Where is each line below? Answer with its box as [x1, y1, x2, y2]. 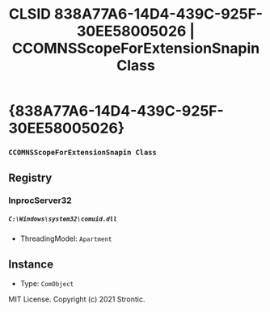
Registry [8, 171, 53, 184]
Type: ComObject [19, 279, 74, 289]
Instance [8, 257, 54, 271]
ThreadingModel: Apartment [19, 234, 112, 243]
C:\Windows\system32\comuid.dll [8, 215, 117, 223]
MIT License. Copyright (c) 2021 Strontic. [8, 294, 146, 304]
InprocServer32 [8, 195, 73, 206]
